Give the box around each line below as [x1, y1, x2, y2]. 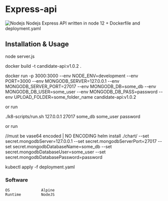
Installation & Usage [5, 40, 69, 49]
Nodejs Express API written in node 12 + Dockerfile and [26, 20, 140, 26]
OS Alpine [5, 188, 55, 193]
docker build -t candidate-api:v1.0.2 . [5, 63, 82, 69]
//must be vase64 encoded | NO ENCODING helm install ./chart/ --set [5, 133, 149, 139]
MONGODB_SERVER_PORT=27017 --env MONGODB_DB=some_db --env [5, 83, 156, 89]
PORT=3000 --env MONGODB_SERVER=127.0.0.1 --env [5, 78, 119, 84]
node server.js [5, 53, 35, 59]
